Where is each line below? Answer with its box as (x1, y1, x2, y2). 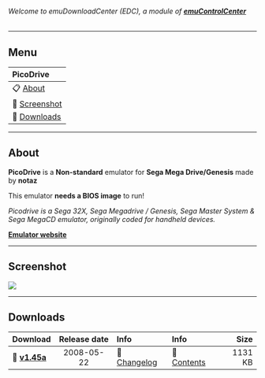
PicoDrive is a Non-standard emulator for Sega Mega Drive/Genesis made (8, 167, 254, 176)
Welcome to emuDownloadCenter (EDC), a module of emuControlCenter (8, 6, 247, 16)
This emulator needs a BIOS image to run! (8, 191, 144, 200)
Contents (172, 357, 207, 368)
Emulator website (8, 229, 67, 239)
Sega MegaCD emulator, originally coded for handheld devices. (8, 214, 215, 224)
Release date (58, 334, 109, 345)
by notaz (8, 176, 38, 185)
